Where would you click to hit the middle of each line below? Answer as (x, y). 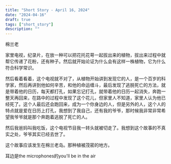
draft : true (18, 19)
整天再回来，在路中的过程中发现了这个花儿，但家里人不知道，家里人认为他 (83, 98)
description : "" (22, 29)
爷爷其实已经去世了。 (45, 134)
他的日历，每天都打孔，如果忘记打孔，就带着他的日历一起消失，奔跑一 (92, 91)
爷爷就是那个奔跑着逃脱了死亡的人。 (52, 117)
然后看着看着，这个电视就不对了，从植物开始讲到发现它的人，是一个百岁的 (83, 79)
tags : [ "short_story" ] (29, 24)
